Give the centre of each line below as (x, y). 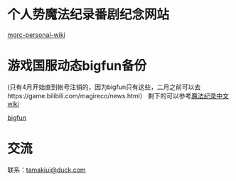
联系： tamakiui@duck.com (47, 170)
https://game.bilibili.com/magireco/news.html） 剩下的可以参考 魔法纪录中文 (118, 95)
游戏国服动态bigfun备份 (77, 66)
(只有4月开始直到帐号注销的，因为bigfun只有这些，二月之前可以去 (104, 87)
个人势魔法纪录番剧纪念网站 (88, 15)
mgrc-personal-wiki (36, 35)
